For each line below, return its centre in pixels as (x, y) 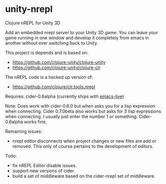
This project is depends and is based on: (47, 53)
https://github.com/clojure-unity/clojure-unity (59, 62)
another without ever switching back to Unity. (52, 43)
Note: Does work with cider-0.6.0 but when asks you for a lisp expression (80, 106)
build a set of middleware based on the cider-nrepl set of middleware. (84, 176)
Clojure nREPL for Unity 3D (33, 23)
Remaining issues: (24, 131)
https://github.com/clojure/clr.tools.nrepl (54, 87)
